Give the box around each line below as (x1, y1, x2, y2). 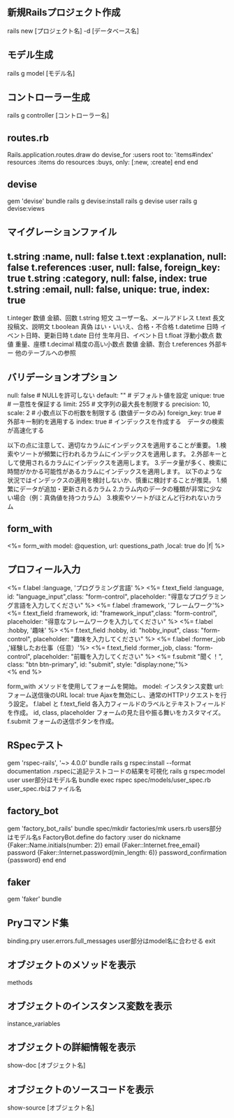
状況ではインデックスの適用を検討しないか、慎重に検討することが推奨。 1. (7, 476, 221, 484)
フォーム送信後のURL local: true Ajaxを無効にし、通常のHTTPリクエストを (7, 690, 221, 699)
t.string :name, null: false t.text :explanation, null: (7, 251, 227, 263)
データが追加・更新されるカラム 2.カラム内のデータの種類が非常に (19, 485, 210, 494)
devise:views (7, 204, 45, 213)
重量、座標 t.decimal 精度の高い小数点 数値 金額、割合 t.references (15, 340, 207, 349)
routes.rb (7, 132, 49, 144)
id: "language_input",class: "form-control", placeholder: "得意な (7, 592, 190, 601)
